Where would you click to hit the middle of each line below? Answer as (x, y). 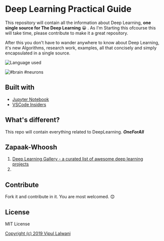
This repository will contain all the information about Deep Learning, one (78, 23)
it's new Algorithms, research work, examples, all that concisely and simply (81, 48)
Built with (20, 88)
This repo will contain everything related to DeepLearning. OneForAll (75, 132)
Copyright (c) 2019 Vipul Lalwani (38, 233)
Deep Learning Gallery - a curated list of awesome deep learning (78, 159)
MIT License (18, 224)
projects (21, 164)
